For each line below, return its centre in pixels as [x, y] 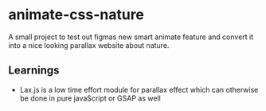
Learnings [34, 71]
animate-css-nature [76, 15]
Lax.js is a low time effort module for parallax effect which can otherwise [139, 89]
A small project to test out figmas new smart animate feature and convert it [131, 37]
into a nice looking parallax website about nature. [89, 45]
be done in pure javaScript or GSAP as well [90, 98]
